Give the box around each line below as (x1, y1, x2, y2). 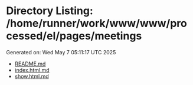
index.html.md (14, 66, 50, 73)
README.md (14, 60, 46, 67)
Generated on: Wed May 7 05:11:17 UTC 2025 (6, 48, 116, 55)
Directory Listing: (6, 4, 93, 18)
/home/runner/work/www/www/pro (6, 17, 187, 30)
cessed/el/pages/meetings (6, 30, 142, 42)
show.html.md (14, 73, 49, 80)
